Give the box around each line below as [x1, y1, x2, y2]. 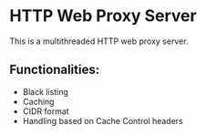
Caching [22, 96, 55, 107]
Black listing [22, 86, 68, 97]
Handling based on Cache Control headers [22, 115, 184, 126]
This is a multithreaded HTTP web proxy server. [9, 36, 189, 47]
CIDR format [22, 106, 70, 117]
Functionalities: [9, 62, 100, 78]
